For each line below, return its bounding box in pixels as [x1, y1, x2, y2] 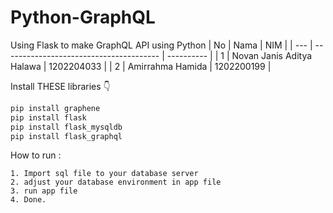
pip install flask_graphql [10, 131, 123, 141]
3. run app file [10, 186, 78, 196]
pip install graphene [10, 103, 101, 113]
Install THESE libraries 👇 [10, 80, 111, 92]
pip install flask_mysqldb [10, 122, 123, 132]
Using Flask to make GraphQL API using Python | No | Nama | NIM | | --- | [10, 39, 313, 51]
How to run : [10, 149, 62, 161]
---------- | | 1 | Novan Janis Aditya [166, 49, 313, 61]
